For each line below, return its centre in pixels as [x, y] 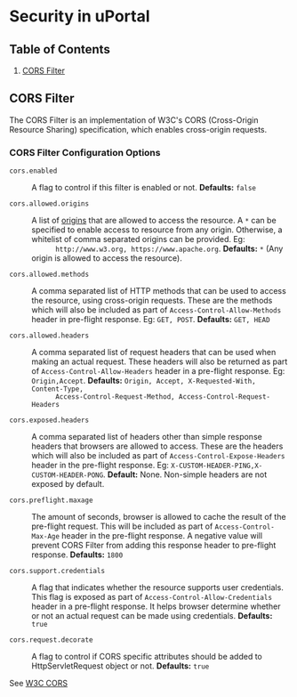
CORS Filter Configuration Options [85, 152]
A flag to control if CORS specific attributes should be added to [147, 657]
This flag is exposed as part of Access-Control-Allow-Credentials [152, 597]
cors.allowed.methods [49, 275]
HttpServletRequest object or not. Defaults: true [120, 666]
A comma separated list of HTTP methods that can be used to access [159, 291]
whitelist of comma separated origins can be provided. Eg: [138, 239]
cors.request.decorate [51, 640]
